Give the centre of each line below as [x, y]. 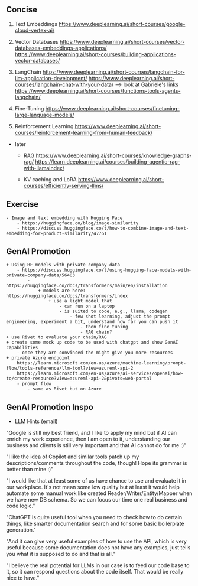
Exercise [22, 204]
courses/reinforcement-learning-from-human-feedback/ [84, 132]
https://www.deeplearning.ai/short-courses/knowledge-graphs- [114, 155]
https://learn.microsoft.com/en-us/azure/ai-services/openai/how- [100, 374]
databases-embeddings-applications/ [61, 48]
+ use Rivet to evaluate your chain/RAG [57, 337]
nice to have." [23, 578]
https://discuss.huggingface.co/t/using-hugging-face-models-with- [107, 270]
